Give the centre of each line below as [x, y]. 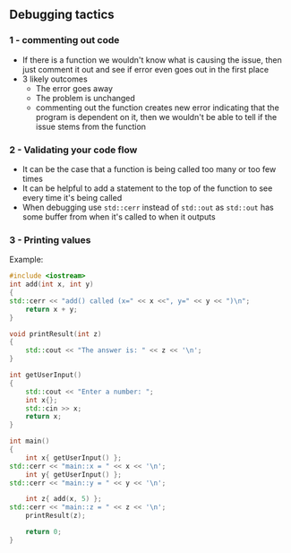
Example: [26, 260]
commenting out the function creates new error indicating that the [157, 108]
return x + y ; [51, 309]
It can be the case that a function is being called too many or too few [149, 168]
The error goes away [74, 88]
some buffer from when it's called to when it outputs [119, 216]
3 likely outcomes [55, 79]
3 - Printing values [50, 239]
